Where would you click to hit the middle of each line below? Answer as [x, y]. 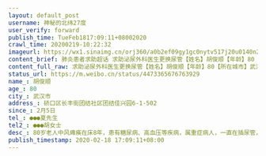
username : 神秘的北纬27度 [47, 23]
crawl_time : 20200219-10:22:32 [60, 45]
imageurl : [25, 52]
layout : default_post [44, 15]
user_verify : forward [44, 30]
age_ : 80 [23, 89]
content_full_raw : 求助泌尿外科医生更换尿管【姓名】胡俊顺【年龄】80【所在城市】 [129, 67]
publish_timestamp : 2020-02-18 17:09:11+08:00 [86, 140]
